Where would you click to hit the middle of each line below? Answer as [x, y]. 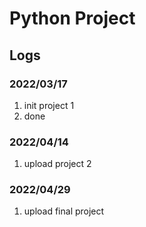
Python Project [72, 18]
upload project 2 [57, 164]
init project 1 [49, 105]
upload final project [64, 211]
